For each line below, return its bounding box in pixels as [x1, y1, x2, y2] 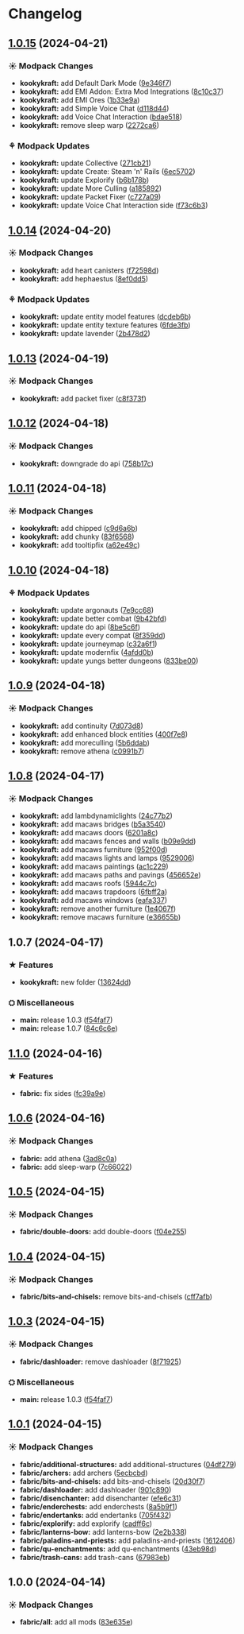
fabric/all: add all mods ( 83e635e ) [19, 1617, 133, 1627]
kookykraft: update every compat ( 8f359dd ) [19, 630, 166, 640]
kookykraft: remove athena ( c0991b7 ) [19, 746, 145, 756]
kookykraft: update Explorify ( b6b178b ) [19, 176, 150, 185]
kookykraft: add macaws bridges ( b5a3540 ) [19, 819, 166, 829]
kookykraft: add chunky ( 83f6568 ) [19, 532, 135, 541]
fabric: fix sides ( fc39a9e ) [19, 1088, 106, 1098]
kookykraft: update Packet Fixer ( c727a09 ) [19, 192, 162, 202]
